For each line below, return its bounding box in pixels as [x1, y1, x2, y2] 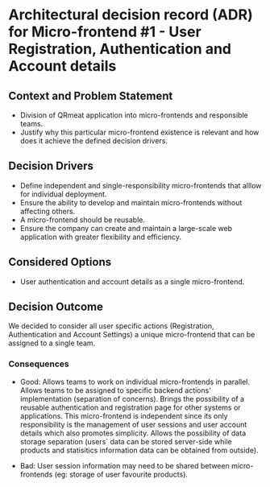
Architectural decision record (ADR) [8, 6, 253, 24]
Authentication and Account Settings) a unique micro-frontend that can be [8, 330, 255, 340]
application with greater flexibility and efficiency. [19, 232, 182, 241]
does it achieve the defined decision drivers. [19, 136, 168, 146]
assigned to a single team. [8, 338, 96, 348]
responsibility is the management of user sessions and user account [19, 419, 247, 429]
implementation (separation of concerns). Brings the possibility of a [19, 394, 244, 403]
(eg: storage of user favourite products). [54, 469, 188, 479]
